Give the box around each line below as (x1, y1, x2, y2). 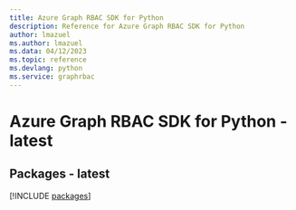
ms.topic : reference (9, 55, 88, 64)
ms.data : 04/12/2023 (9, 47, 88, 56)
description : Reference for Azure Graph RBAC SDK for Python (9, 22, 245, 31)
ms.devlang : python (9, 64, 83, 73)
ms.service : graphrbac (9, 72, 95, 81)
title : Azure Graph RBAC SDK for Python (9, 13, 165, 23)
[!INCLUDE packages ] (9, 190, 91, 201)
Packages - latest (9, 167, 110, 182)
